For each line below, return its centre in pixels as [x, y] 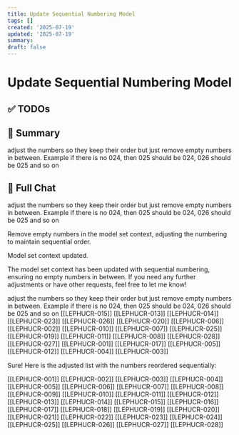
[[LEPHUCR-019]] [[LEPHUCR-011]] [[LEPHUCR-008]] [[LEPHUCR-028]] [114, 336]
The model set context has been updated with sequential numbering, [109, 269]
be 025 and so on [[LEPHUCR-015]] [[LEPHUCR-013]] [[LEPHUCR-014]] [113, 314]
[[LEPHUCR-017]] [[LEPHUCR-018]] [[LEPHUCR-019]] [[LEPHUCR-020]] [113, 410]
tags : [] [20, 21]
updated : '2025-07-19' [41, 34]
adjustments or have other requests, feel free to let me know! [97, 285]
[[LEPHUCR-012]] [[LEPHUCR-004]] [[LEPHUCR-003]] [88, 351]
